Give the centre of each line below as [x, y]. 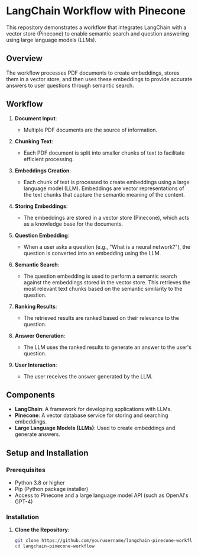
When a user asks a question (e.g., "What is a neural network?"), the [107, 246]
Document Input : [36, 118]
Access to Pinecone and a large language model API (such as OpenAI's [101, 495]
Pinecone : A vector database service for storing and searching [91, 415]
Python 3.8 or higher [40, 483]
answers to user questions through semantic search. [70, 85]
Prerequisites [26, 470]
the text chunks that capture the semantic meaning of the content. [104, 194]
